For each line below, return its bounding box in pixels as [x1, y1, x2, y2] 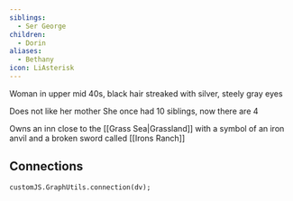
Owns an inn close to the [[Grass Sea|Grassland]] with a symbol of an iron [9, 123, 285, 133]
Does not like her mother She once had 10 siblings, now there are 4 [9, 105, 259, 116]
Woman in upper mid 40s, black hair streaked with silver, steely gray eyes [9, 87, 283, 99]
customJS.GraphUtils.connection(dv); [9, 182, 151, 192]
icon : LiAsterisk [9, 64, 75, 73]
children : [9, 30, 47, 39]
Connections [9, 159, 84, 174]
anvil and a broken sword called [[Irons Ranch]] [9, 132, 186, 143]
